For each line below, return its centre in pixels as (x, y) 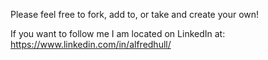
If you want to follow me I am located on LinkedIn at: (118, 33)
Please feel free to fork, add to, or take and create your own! (135, 14)
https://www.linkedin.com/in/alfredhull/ (91, 44)
